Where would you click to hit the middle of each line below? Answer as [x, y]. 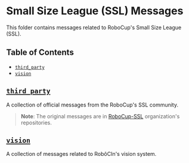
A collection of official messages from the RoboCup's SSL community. [92, 105]
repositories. [36, 123]
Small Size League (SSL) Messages [95, 11]
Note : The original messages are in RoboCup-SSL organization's [100, 116]
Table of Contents [40, 53]
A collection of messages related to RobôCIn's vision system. [81, 154]
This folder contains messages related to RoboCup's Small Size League [94, 27]
